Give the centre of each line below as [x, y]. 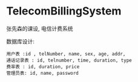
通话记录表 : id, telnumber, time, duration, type [69, 60]
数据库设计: [21, 41]
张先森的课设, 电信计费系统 [40, 28]
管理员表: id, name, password [42, 73]
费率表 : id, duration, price [43, 67]
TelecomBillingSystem [64, 11]
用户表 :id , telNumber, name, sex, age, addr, [66, 54]
